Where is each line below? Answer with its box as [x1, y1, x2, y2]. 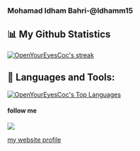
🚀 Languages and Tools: [7, 72, 115, 84]
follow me [7, 106, 37, 115]
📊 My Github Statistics [7, 28, 111, 40]
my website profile [7, 135, 62, 144]
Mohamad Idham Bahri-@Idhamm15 [7, 6, 133, 16]
